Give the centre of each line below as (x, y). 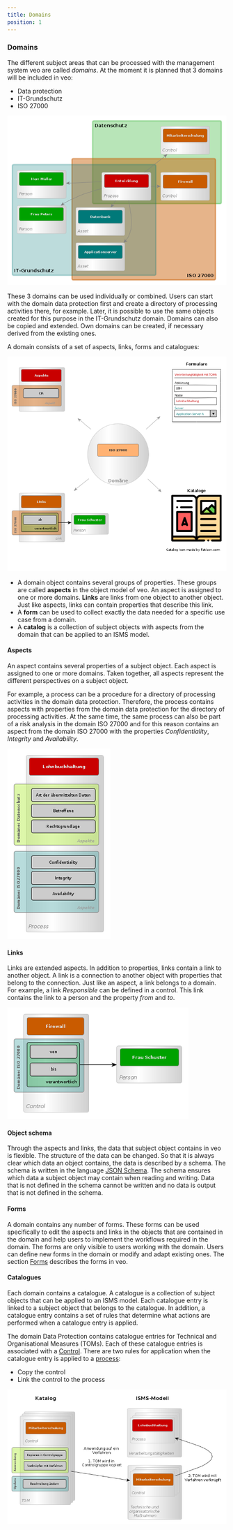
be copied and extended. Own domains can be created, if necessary (105, 325)
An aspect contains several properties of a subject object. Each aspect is (112, 666)
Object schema (30, 1133)
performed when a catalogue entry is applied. (73, 1323)
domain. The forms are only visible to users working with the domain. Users (115, 1246)
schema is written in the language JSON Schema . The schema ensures (109, 1170)
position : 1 (24, 22)
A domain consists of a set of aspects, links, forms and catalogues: (103, 346)
